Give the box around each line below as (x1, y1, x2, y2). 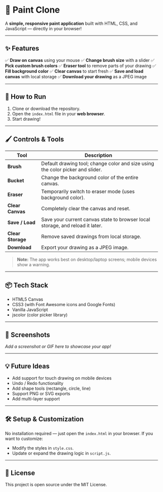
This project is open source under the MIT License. (5, 482, 107, 488)
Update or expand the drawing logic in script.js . (12, 450, 111, 456)
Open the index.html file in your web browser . (12, 110, 105, 116)
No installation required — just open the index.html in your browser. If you (5, 430, 153, 436)
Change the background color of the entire (41, 174, 139, 181)
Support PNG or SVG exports (12, 390, 70, 396)
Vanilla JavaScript (12, 307, 49, 313)
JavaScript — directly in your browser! (5, 25, 82, 31)
